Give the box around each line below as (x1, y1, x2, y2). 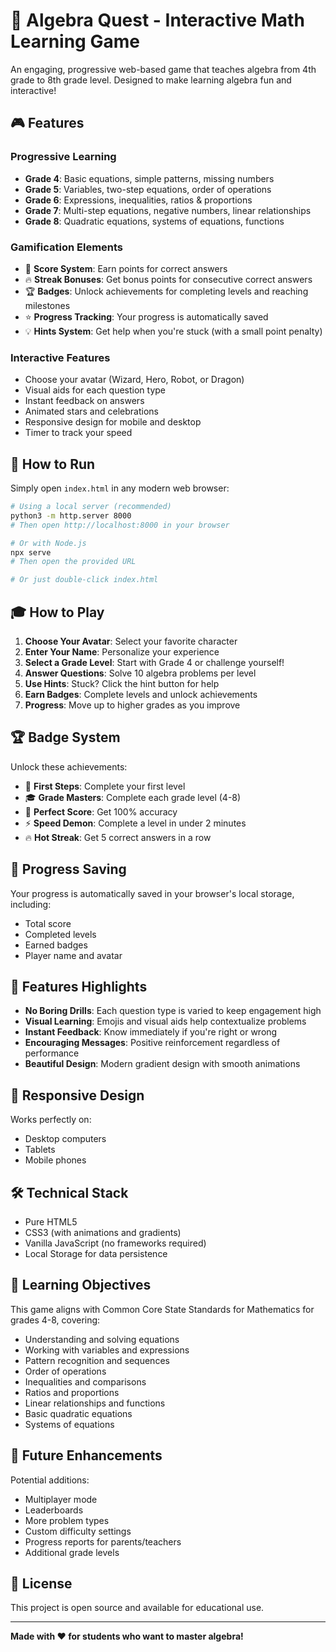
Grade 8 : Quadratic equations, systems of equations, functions (24, 215, 285, 227)
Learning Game (10, 30, 140, 53)
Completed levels (24, 928, 97, 940)
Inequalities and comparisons (24, 1375, 147, 1388)
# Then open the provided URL (10, 557, 137, 567)
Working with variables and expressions (24, 1344, 190, 1356)
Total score (24, 917, 72, 929)
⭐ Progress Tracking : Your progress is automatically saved (24, 310, 269, 323)
